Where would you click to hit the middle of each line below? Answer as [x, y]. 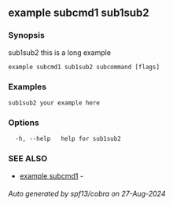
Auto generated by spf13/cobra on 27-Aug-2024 [87, 194]
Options [24, 123]
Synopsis [26, 35]
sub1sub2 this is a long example [60, 52]
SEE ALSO [28, 159]
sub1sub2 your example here [54, 103]
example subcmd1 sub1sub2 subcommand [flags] [84, 67]
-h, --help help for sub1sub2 [68, 139]
